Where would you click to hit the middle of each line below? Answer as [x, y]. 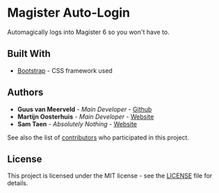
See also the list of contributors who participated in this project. [98, 137]
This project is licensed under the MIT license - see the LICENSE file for [110, 176]
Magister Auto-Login [69, 13]
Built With [29, 54]
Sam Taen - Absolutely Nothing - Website [77, 124]
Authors [25, 93]
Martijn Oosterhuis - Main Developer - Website [86, 117]
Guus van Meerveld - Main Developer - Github [84, 109]
